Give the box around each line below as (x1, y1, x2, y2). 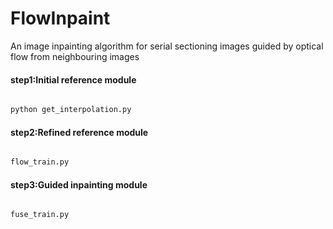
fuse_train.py (10, 210, 70, 220)
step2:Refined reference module (10, 126, 149, 138)
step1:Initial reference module (10, 73, 137, 86)
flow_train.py (10, 157, 70, 167)
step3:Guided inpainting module (10, 178, 148, 191)
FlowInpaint (10, 7, 111, 30)
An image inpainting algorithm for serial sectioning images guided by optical (10, 40, 324, 52)
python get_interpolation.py (10, 105, 132, 115)
